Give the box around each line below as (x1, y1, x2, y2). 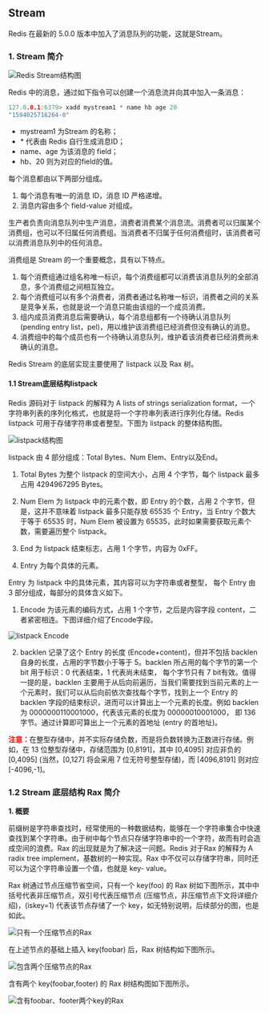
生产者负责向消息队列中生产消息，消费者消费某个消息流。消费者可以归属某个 (8, 217, 261, 227)
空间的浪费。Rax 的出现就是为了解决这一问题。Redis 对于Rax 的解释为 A (14, 844, 254, 853)
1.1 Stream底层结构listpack (8, 379, 98, 388)
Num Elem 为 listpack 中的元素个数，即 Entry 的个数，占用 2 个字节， (19, 496, 248, 506)
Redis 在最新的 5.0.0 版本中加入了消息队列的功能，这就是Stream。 (8, 28, 227, 38)
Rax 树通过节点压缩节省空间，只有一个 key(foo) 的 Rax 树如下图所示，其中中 (8, 881, 260, 890)
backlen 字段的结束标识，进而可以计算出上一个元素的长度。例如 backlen (19, 698, 259, 707)
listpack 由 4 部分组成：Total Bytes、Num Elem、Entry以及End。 (8, 452, 223, 462)
